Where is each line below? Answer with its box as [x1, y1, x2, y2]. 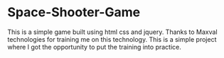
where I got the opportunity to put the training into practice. [7, 42, 181, 51]
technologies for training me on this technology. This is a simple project [7, 35, 217, 43]
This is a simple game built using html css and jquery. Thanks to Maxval [7, 28, 218, 36]
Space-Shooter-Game [7, 4, 141, 21]
